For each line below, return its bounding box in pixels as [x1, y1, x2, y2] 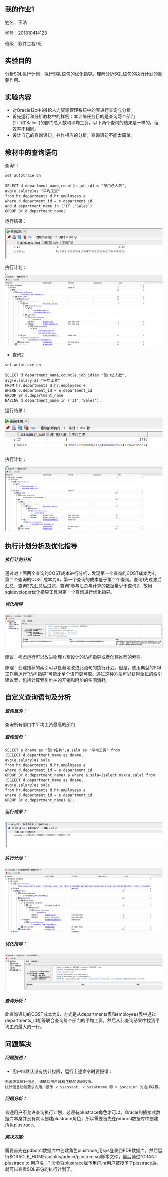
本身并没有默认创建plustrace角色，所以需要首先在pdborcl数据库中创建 [13, 1115, 159, 1121]
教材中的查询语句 [5, 148, 58, 157]
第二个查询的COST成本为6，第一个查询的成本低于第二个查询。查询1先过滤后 [5, 576, 162, 582]
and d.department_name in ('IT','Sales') [5, 204, 93, 209]
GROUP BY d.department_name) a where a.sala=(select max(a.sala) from [5, 772, 155, 778]
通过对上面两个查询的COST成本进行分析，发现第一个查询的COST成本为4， [5, 570, 159, 576]
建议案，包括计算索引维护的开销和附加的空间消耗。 [5, 677, 110, 683]
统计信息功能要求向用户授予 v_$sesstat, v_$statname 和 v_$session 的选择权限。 [5, 1084, 162, 1089]
